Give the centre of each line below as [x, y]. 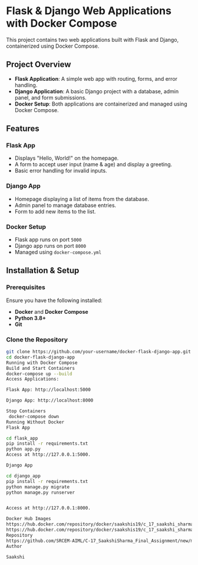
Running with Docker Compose [42, 363]
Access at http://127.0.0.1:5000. [49, 455]
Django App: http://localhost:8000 [50, 400]
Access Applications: [33, 379]
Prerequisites [26, 287]
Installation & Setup [43, 270]
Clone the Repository [37, 339]
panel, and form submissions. [50, 97]
